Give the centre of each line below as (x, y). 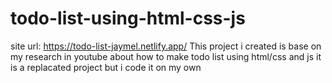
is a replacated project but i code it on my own (106, 67)
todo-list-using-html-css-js (128, 18)
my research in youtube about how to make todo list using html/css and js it (166, 56)
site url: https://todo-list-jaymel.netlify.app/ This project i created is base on (166, 46)
